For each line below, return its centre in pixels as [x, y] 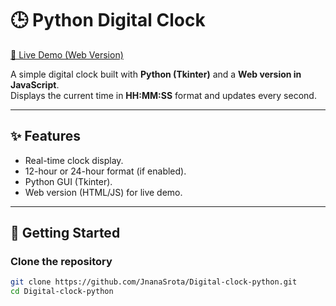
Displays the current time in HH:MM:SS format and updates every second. [163, 95]
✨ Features [45, 136]
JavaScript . [35, 84]
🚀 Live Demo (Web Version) [67, 54]
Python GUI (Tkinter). [68, 181]
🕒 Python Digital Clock [108, 20]
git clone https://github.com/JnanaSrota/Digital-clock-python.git [154, 282]
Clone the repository [61, 262]
